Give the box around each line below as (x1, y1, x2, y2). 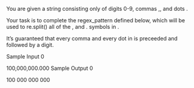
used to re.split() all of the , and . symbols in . (6, 24, 120, 30)
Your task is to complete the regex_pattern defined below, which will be (6, 17, 185, 24)
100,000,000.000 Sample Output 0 (6, 64, 93, 72)
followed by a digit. (6, 42, 54, 48)
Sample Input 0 (6, 53, 44, 60)
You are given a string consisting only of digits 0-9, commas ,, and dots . (6, 5, 189, 12)
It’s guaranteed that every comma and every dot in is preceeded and (6, 35, 178, 42)
